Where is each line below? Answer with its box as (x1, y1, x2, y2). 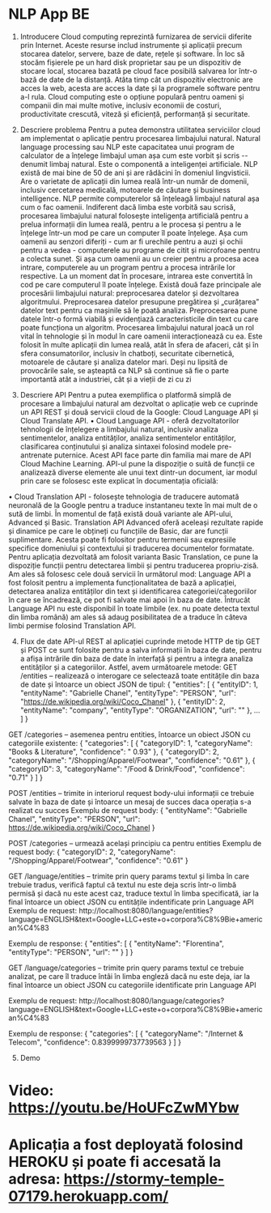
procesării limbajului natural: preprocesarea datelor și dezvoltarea (19, 288, 239, 298)
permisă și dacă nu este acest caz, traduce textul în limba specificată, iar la (8, 888, 259, 898)
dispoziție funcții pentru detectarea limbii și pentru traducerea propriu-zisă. (8, 560, 259, 570)
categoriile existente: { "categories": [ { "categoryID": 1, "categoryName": (8, 738, 253, 747)
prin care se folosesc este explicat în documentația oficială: (19, 475, 218, 486)
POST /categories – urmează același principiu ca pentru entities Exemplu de (8, 838, 262, 848)
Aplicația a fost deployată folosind (8, 1135, 243, 1154)
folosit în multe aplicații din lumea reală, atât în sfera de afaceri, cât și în (19, 339, 259, 349)
